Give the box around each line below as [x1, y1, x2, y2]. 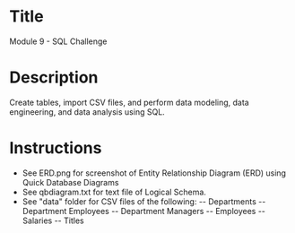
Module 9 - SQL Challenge [9, 36, 108, 47]
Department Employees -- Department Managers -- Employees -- [22, 205, 266, 216]
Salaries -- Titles [22, 215, 84, 226]
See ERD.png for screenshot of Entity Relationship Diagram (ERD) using [22, 168, 287, 178]
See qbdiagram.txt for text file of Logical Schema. [22, 186, 206, 197]
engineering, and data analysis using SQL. [9, 106, 166, 117]
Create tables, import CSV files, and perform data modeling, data [9, 97, 249, 108]
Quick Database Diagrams [22, 177, 119, 187]
